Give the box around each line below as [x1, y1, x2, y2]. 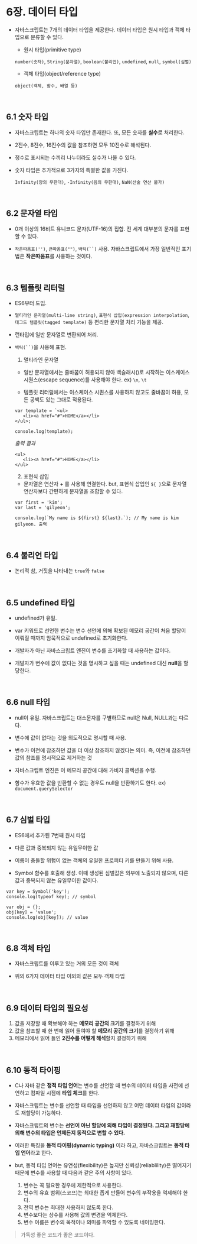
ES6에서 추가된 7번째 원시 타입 [14, 831, 86, 838]
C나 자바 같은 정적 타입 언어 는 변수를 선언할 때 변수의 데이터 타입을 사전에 [14, 1082, 183, 1089]
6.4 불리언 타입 [6, 550, 58, 561]
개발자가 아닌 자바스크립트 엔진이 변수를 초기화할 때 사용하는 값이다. [14, 647, 171, 654]
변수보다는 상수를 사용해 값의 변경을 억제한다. [23, 1211, 128, 1219]
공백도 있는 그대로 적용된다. [29, 396, 93, 403]
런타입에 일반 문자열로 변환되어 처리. [14, 331, 98, 338]
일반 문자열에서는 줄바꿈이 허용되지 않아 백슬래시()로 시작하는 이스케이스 [23, 369, 190, 376]
